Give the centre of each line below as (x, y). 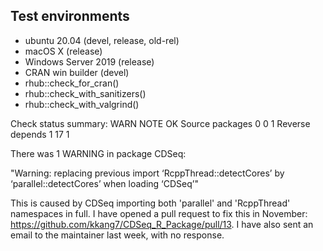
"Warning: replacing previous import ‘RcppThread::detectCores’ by (147, 173)
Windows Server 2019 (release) (89, 61)
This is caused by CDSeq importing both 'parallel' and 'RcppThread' (150, 203)
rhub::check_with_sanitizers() (85, 93)
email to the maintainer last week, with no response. (117, 235)
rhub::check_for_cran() (72, 83)
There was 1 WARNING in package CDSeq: (98, 153)
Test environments (70, 16)
